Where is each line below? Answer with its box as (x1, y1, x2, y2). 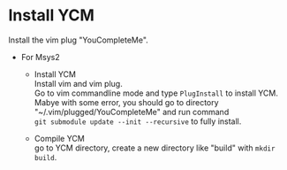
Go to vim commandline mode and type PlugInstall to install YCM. (34, 88, 279, 98)
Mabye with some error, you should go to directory (34, 97, 219, 107)
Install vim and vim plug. (34, 78, 123, 89)
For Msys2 (20, 51, 60, 62)
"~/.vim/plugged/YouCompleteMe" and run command (34, 106, 230, 117)
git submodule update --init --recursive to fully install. (34, 116, 242, 127)
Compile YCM (34, 133, 85, 143)
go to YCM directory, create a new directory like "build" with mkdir (34, 143, 276, 153)
